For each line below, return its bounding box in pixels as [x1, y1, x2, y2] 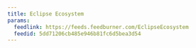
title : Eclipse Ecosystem [7, 10, 84, 18]
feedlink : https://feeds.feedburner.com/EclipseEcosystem [13, 23, 190, 30]
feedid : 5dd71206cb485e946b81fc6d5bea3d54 [13, 30, 141, 37]
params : [7, 17, 31, 24]
